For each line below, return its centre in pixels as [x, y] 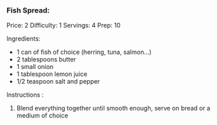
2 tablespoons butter [46, 59]
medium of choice [42, 115]
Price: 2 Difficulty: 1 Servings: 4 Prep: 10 [64, 26]
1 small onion [35, 67]
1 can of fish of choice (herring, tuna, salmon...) [84, 52]
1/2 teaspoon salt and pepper [58, 81]
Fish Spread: [28, 10]
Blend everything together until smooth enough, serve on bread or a [113, 108]
